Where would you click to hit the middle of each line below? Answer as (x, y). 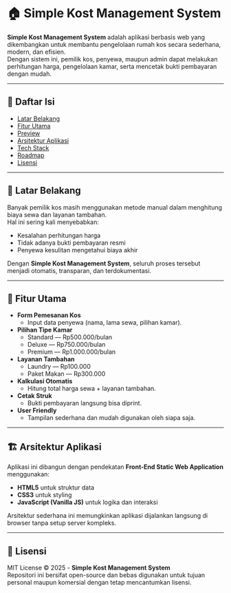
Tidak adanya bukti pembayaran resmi (71, 243)
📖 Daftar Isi (31, 102)
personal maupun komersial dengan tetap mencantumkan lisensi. (99, 582)
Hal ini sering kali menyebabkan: (53, 222)
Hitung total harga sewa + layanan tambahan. (91, 389)
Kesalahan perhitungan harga (59, 235)
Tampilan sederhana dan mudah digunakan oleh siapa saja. (111, 418)
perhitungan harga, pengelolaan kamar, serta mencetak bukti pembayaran (112, 66)
